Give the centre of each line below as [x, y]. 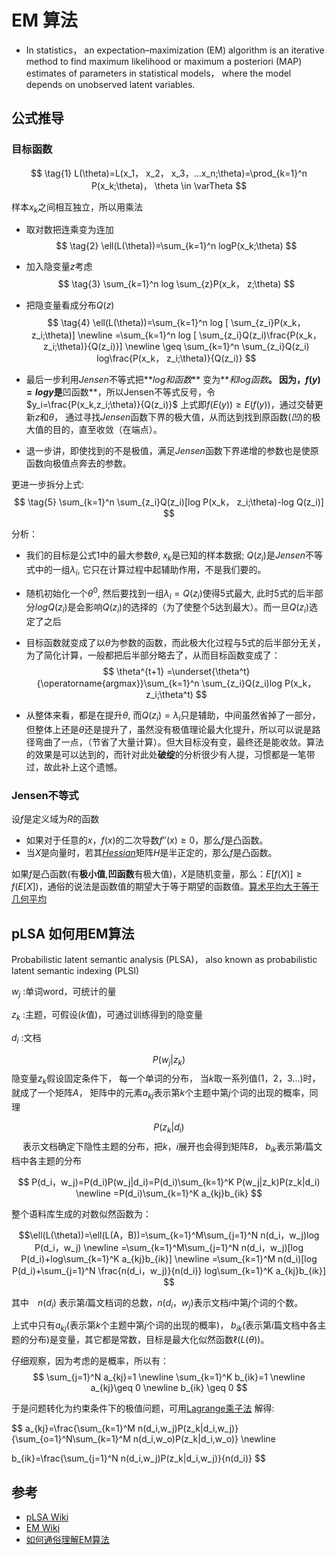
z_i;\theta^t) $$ [176, 695]
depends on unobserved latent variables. [110, 84]
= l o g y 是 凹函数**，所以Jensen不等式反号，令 [120, 392]
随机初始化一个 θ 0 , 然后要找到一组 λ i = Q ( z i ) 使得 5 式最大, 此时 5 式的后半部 [174, 593]
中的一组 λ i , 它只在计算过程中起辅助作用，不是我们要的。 [150, 571]
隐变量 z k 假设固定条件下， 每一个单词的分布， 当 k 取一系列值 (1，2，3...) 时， [166, 1079]
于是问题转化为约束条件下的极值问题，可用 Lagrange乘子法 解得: [143, 1408]
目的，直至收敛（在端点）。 [107, 430]
